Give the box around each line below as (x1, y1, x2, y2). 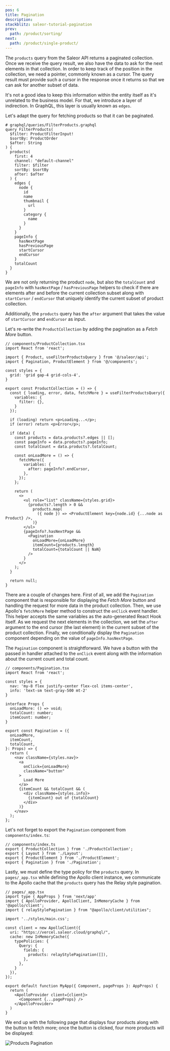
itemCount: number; (10, 715, 51, 720)
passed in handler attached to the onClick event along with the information (5, 650, 162, 657)
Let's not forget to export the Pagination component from (5, 826, 126, 833)
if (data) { (10, 430, 36, 436)
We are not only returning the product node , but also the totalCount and (5, 279, 155, 285)
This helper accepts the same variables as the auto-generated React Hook (5, 613, 161, 619)
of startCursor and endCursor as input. (5, 316, 87, 322)
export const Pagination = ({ (5, 728, 70, 733)
